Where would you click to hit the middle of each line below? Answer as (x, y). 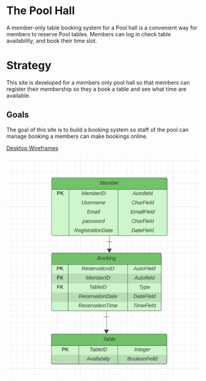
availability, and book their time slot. (52, 40)
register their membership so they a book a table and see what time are (97, 89)
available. (18, 95)
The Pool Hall (41, 11)
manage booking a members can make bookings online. (77, 136)
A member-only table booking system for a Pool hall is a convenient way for (102, 28)
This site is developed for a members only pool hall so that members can (98, 82)
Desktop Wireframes (32, 148)
